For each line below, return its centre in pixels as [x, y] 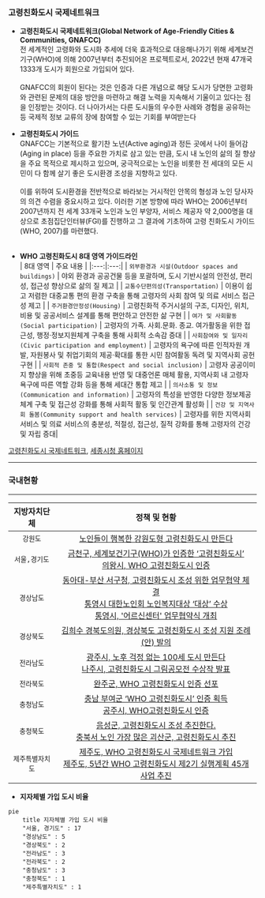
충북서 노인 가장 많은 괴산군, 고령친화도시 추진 [156, 737]
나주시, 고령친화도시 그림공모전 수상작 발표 [156, 669]
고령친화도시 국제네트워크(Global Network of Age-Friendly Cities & [127, 31]
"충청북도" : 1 [44, 878]
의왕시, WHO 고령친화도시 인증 [156, 565]
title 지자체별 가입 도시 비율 [65, 820]
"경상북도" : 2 [44, 845]
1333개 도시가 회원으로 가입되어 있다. [77, 70]
